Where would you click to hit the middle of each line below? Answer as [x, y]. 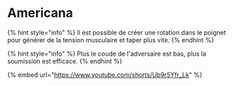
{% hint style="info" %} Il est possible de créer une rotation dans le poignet [117, 32]
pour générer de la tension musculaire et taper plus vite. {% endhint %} [111, 39]
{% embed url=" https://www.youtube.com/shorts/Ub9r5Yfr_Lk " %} [105, 75]
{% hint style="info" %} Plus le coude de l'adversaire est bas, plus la [107, 54]
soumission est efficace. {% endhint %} [65, 61]
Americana [40, 13]
